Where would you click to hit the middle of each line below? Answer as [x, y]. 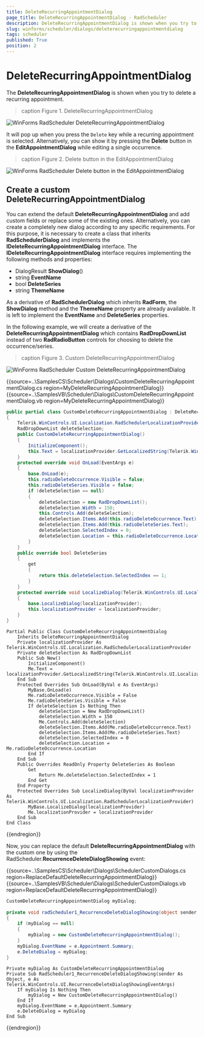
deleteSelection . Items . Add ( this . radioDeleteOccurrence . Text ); [119, 519]
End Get [38, 780]
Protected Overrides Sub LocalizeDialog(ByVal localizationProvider [106, 791]
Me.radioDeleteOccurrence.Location [51, 748]
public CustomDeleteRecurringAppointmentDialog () [81, 435]
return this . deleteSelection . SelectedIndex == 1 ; [103, 576]
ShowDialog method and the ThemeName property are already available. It [101, 308]
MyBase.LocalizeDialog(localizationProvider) [87, 807]
